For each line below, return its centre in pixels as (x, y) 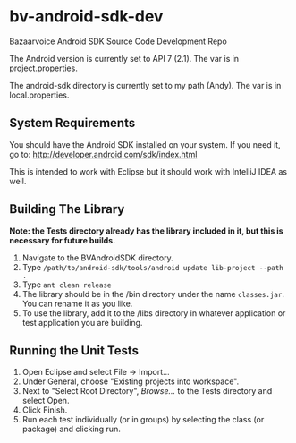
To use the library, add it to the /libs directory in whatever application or (154, 313)
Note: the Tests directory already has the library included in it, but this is (146, 231)
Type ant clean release (67, 285)
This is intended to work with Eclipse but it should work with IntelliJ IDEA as (148, 171)
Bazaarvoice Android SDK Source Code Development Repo (118, 41)
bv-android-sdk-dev (86, 17)
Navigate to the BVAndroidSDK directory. (97, 258)
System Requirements (72, 123)
